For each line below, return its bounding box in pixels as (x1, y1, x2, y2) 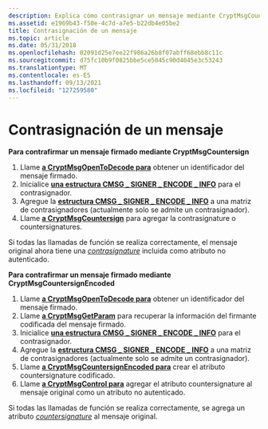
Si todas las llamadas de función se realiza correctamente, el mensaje (8, 238, 238, 247)
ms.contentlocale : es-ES (8, 71, 91, 79)
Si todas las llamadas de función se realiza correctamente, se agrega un (8, 403, 246, 413)
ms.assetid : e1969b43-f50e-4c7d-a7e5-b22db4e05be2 (8, 19, 180, 27)
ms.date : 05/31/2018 (8, 42, 77, 50)
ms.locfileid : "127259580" (8, 86, 98, 94)
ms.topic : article (8, 34, 69, 42)
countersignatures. (19, 222, 82, 232)
